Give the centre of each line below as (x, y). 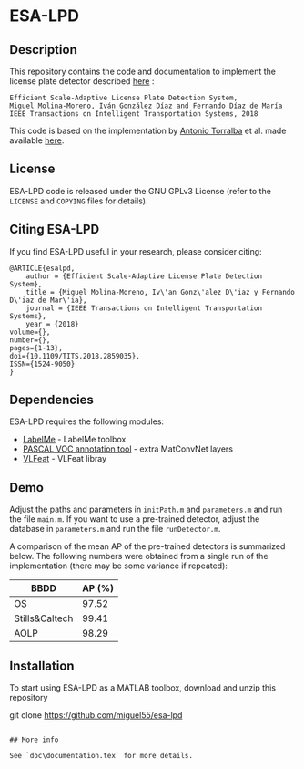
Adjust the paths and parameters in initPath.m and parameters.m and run (146, 509)
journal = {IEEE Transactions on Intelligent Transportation (144, 308)
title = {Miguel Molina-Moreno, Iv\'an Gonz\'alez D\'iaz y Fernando (161, 292)
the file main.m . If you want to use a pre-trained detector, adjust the (135, 519)
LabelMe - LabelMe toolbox (74, 440)
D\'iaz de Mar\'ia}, (49, 300)
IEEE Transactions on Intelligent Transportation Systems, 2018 (134, 114)
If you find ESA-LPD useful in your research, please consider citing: (136, 251)
